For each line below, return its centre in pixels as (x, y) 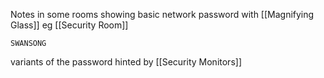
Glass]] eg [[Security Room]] (69, 25)
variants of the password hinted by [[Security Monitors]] (126, 62)
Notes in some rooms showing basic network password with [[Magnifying (162, 14)
